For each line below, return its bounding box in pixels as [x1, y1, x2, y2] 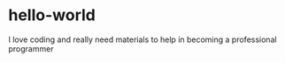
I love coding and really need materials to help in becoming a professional [8, 34, 277, 45]
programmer [8, 43, 54, 53]
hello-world [8, 5, 96, 25]
